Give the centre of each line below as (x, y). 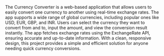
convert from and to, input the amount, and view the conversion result (76, 28)
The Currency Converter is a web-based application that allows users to (79, 7)
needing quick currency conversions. (43, 48)
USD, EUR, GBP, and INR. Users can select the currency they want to (75, 22)
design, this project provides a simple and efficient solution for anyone (77, 43)
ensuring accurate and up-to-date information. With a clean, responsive (78, 38)
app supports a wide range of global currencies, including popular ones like (82, 17)
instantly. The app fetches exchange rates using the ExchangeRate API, (78, 33)
